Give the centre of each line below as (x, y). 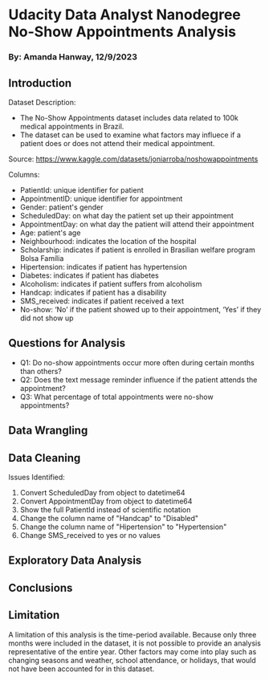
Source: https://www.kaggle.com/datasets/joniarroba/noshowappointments (133, 159)
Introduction (40, 83)
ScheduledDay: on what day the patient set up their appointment (127, 215)
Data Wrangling (48, 431)
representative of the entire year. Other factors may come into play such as (132, 651)
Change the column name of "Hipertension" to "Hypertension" (123, 527)
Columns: (24, 174)
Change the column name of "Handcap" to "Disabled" (109, 518)
